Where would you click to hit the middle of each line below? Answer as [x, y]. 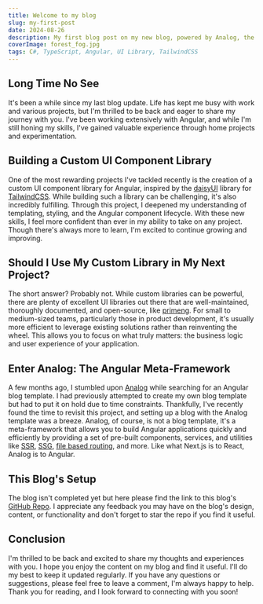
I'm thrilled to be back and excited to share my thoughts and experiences [126, 558]
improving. [26, 238]
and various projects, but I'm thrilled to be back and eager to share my [122, 111]
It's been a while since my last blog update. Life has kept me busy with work [131, 102]
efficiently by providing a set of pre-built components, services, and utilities [130, 437]
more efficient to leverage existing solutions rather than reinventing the [123, 328]
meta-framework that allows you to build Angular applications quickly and [128, 430]
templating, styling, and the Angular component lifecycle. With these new [126, 213]
